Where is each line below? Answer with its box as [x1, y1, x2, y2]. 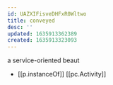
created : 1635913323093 [7, 37, 78, 44]
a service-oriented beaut [7, 56, 80, 64]
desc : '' [7, 23, 33, 30]
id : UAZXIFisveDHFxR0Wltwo [7, 10, 87, 18]
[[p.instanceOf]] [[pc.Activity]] [17, 70, 107, 79]
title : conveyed [7, 17, 55, 24]
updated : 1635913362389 [7, 30, 78, 38]
